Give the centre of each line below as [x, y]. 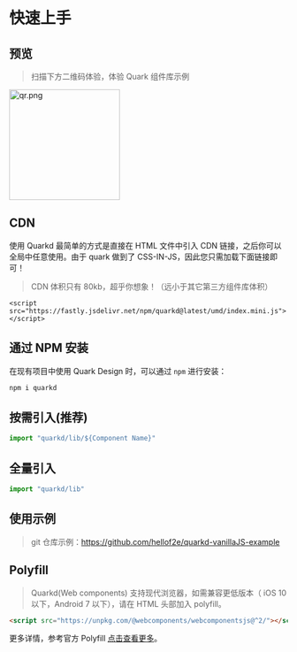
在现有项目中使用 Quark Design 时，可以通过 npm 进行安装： [118, 371]
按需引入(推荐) [49, 417]
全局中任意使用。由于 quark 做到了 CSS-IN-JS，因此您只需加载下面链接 [140, 257]
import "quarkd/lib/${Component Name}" [83, 439]
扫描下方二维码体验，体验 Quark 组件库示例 [110, 77]
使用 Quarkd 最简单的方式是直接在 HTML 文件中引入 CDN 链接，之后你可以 [145, 245]
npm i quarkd [33, 387]
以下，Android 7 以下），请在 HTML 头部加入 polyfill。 [129, 603]
